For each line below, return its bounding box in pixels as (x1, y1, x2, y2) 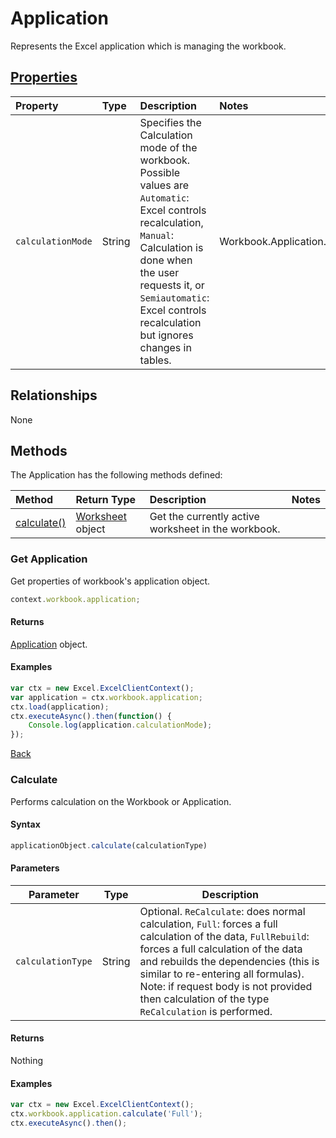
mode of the (139, 140, 198, 154)
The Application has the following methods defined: (10, 469, 223, 481)
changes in (139, 340, 192, 354)
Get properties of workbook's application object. (10, 575, 211, 587)
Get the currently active (149, 510, 260, 524)
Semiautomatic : (139, 290, 210, 304)
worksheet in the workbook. (149, 522, 281, 536)
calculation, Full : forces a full (139, 917, 278, 931)
